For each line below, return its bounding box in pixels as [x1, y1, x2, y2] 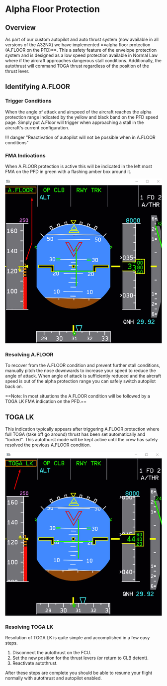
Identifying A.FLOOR [5, 83, 71, 91]
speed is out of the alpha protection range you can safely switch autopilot [5, 378, 156, 384]
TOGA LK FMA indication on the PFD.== [5, 398, 87, 404]
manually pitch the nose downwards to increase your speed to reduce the [5, 368, 156, 374]
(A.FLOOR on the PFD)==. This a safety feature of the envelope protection [5, 47, 157, 53]
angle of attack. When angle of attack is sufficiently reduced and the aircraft [5, 373, 162, 379]
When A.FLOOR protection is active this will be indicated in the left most [5, 163, 153, 169]
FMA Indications [5, 152, 46, 159]
